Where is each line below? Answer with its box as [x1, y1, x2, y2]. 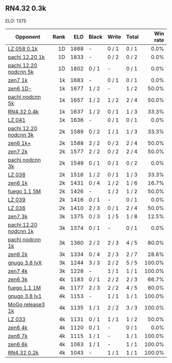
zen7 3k [8, 213, 28, 220]
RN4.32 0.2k [8, 349, 39, 356]
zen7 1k [8, 77, 28, 84]
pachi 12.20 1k [8, 53, 45, 61]
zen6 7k [8, 332, 28, 339]
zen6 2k [8, 250, 28, 258]
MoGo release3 [8, 301, 45, 308]
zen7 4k [8, 267, 28, 275]
